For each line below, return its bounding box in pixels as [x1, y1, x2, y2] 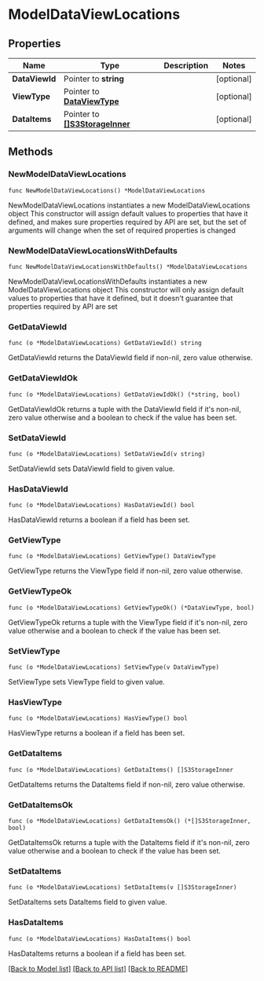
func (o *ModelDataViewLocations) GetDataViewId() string [8, 340, 202, 347]
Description [163, 61, 209, 71]
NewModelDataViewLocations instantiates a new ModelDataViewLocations [8, 200, 251, 210]
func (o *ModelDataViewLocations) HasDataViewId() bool [8, 502, 195, 509]
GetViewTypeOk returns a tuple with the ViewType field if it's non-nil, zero [8, 617, 247, 626]
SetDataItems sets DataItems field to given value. [8, 898, 167, 907]
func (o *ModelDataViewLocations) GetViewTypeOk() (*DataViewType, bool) [8, 604, 255, 612]
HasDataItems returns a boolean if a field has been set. [8, 949, 187, 958]
